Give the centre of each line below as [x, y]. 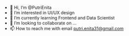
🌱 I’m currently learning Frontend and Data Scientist [62, 18]
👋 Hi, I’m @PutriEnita [31, 8]
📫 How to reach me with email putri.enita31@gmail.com [67, 28]
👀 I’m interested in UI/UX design [42, 13]
